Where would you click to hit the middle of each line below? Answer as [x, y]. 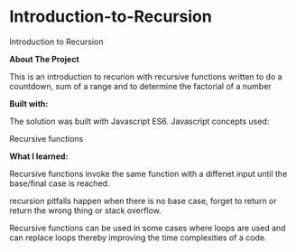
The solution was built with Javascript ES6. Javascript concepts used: [139, 121]
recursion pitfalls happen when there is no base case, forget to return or [143, 201]
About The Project [44, 59]
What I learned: [39, 156]
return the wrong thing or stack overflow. [86, 210]
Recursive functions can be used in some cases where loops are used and [148, 228]
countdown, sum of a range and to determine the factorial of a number [141, 86]
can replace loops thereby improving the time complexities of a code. [138, 238]
